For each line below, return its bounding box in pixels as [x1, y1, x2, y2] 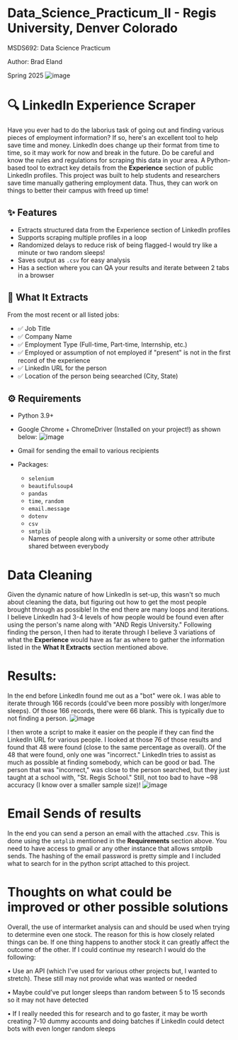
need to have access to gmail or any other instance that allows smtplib [7, 844, 213, 853]
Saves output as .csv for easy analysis [17, 256, 131, 264]
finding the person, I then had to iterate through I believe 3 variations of [7, 628, 216, 637]
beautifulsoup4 [28, 483, 73, 490]
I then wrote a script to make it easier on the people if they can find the [7, 728, 215, 737]
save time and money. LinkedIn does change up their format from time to [7, 141, 220, 149]
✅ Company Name [17, 332, 72, 340]
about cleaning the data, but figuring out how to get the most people [7, 598, 207, 607]
